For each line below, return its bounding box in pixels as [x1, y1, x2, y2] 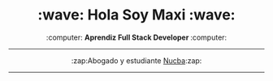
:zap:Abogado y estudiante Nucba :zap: [71, 55, 202, 66]
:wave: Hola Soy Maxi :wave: [37, 6, 236, 24]
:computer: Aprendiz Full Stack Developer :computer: [45, 32, 227, 42]
